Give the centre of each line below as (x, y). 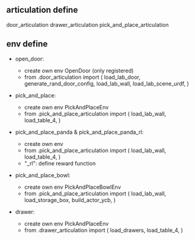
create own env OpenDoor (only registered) (79, 70)
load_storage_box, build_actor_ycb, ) (70, 200)
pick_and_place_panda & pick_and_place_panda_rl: (79, 132)
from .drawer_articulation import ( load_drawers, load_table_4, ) (104, 230)
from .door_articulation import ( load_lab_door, (82, 77)
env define (27, 44)
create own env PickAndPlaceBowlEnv (73, 187)
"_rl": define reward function (60, 163)
